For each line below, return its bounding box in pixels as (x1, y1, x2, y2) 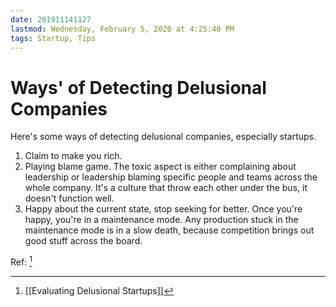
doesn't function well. (24, 192, 115, 205)
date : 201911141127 (10, 14, 92, 25)
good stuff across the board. (24, 235, 143, 247)
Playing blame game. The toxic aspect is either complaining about (24, 161, 297, 173)
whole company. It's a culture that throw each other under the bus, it (24, 182, 308, 194)
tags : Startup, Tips (10, 33, 97, 43)
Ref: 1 (10, 254, 33, 268)
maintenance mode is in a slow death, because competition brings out (24, 224, 315, 236)
